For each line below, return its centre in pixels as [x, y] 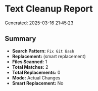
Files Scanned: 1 [30, 62]
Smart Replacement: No [38, 83]
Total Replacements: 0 [36, 72]
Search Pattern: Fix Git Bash [43, 51]
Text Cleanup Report [49, 9]
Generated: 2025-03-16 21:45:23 [39, 23]
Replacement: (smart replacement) [49, 56]
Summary [20, 39]
